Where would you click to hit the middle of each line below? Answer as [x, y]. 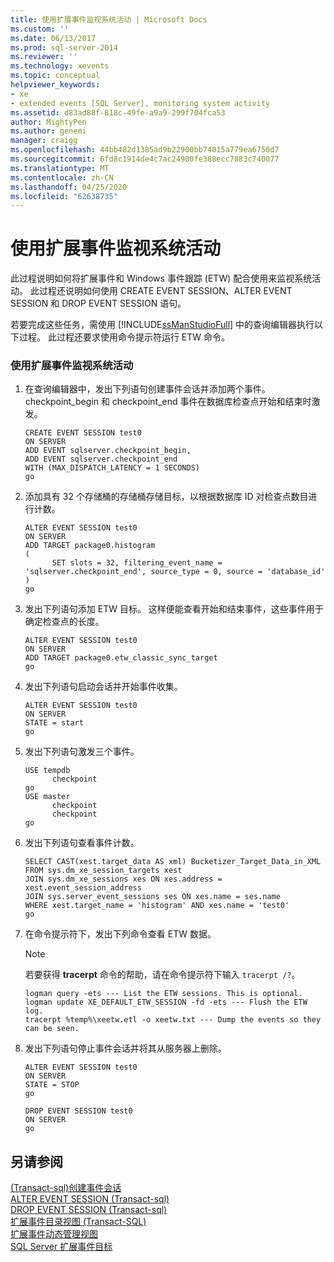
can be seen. [52, 1029]
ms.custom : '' [40, 29]
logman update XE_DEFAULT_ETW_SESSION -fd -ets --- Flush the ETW [166, 1002]
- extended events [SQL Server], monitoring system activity [140, 103]
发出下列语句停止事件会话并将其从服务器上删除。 [125, 1048]
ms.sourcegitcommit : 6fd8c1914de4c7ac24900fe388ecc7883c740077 [145, 159]
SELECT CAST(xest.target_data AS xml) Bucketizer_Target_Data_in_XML [173, 862]
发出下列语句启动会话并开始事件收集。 [103, 687]
